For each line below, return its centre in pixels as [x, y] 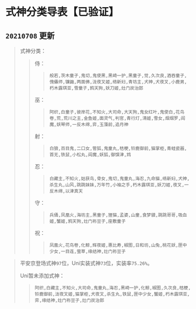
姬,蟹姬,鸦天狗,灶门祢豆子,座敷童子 [87, 221]
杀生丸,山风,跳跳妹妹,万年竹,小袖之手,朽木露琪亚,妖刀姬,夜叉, [117, 185]
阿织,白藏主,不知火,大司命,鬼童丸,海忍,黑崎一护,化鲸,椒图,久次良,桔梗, [113, 288]
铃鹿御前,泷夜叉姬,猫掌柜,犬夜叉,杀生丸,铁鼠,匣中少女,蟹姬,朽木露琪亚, [112, 294]
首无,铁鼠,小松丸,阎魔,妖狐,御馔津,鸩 [90, 155]
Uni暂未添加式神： [42, 275]
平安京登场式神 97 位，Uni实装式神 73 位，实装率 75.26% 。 [86, 263]
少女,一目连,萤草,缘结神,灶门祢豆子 [87, 251]
